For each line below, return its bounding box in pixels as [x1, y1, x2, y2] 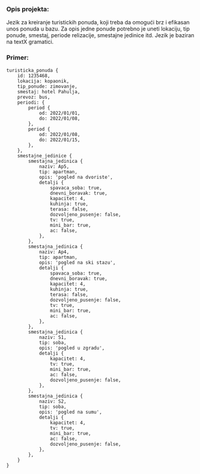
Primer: [6, 54, 29, 62]
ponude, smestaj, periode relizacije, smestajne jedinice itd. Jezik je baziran [6, 32, 195, 39]
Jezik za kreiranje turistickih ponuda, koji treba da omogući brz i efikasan [6, 19, 190, 26]
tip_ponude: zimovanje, [17, 83, 78, 90]
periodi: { [17, 99, 45, 106]
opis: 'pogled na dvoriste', [38, 174, 113, 180]
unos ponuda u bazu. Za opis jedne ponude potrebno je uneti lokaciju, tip [6, 25, 190, 32]
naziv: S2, [38, 398, 67, 404]
